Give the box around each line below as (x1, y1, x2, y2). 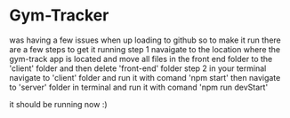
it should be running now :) (9, 98, 109, 109)
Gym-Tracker (9, 5, 109, 26)
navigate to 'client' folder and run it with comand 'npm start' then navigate (9, 72, 281, 83)
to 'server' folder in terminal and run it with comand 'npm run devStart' (9, 82, 269, 92)
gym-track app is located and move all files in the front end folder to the (9, 53, 273, 64)
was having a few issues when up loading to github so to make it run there (9, 35, 282, 45)
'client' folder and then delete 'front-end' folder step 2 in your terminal (9, 63, 267, 74)
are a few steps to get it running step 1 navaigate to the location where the (9, 43, 281, 54)
